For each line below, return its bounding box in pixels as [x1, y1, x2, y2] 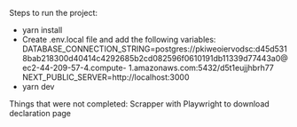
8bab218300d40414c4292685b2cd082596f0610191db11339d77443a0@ [21, 53, 288, 63]
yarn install [21, 25, 63, 35]
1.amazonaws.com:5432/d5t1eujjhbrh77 [128, 62, 275, 73]
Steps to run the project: [9, 8, 98, 18]
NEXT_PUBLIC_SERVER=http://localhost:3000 [21, 72, 190, 83]
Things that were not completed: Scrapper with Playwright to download [9, 99, 270, 109]
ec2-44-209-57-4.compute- [21, 62, 127, 73]
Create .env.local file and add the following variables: [21, 35, 216, 44]
